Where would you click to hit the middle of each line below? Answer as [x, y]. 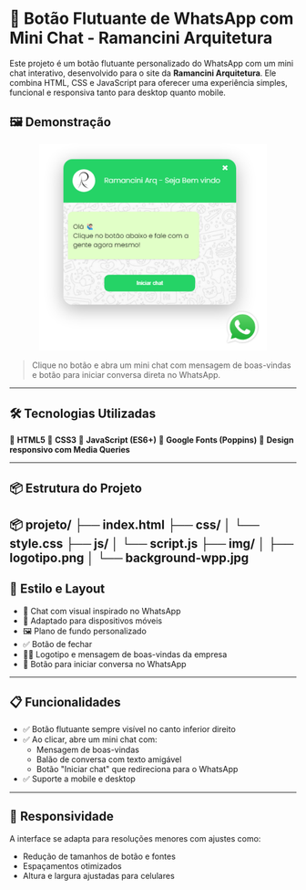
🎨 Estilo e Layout [57, 589]
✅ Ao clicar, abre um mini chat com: [90, 739]
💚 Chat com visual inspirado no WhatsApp [102, 611]
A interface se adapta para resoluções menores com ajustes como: [135, 838]
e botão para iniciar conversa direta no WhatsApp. [126, 375]
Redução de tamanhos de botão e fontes [99, 856]
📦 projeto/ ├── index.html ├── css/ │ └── [134, 525]
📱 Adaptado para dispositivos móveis [92, 621]
